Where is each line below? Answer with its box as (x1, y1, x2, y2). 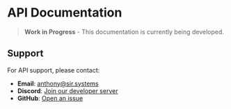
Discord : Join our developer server (17, 86, 118, 95)
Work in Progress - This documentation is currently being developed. (24, 28, 225, 36)
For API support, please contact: (7, 66, 100, 74)
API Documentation (7, 5, 122, 21)
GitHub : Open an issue (17, 94, 83, 102)
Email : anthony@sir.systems (17, 79, 99, 88)
